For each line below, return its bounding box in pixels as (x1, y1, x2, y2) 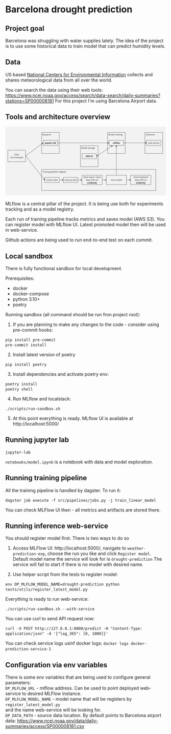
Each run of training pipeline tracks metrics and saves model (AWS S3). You (5, 216, 165, 222)
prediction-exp (12, 552, 45, 557)
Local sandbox (5, 252, 53, 260)
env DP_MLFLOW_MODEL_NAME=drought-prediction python (5, 582, 120, 587)
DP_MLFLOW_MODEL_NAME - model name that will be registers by (5, 696, 132, 702)
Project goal (5, 24, 44, 33)
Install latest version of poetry (12, 352, 76, 358)
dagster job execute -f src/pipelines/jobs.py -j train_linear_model (5, 498, 157, 503)
